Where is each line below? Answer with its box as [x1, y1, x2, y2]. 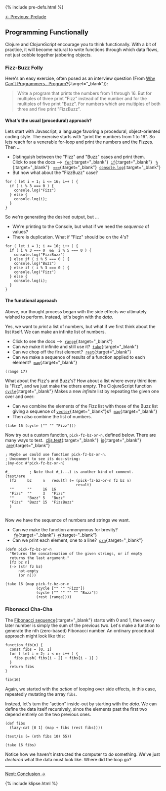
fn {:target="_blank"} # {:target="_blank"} [13, 532, 97, 538]
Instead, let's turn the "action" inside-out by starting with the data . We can [5, 701, 157, 707]
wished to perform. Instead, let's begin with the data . [5, 314, 114, 320]
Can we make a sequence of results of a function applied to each [12, 354, 145, 360]
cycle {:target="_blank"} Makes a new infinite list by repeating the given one [5, 388, 159, 394]
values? [12, 229, 28, 235]
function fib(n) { [5, 642, 43, 647]
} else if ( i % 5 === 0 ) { [9, 257, 70, 262]
